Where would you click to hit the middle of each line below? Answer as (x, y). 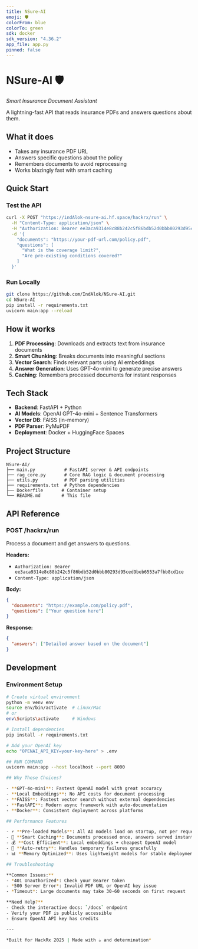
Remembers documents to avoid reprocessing (71, 163)
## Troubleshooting (30, 864)
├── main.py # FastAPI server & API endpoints (77, 470)
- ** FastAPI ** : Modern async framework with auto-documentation (87, 805)
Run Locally (23, 282)
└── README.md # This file (49, 496)
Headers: (18, 555)
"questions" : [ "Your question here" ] (58, 611)
